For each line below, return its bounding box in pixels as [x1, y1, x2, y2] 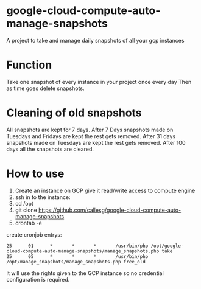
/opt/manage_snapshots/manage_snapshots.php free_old [6, 259, 146, 265]
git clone [15, 206, 38, 214]
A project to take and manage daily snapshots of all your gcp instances [6, 37, 185, 44]
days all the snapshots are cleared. [6, 145, 94, 153]
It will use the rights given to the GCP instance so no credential [6, 269, 164, 277]
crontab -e [15, 219, 43, 226]
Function [6, 58, 52, 72]
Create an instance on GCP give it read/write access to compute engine [15, 187, 196, 194]
